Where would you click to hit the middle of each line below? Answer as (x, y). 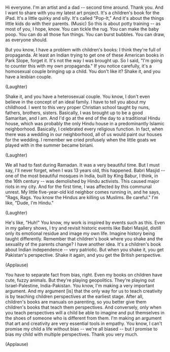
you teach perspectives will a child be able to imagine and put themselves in (85, 313)
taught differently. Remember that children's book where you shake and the (84, 239)
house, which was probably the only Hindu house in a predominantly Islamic (85, 124)
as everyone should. (27, 40)
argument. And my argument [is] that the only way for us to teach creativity (84, 291)
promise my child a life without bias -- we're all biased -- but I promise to (81, 329)
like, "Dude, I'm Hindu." (30, 203)
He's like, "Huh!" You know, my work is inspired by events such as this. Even (85, 223)
